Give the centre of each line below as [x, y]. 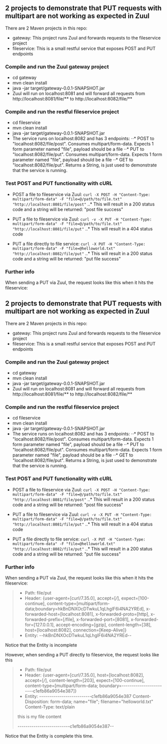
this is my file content [39, 716]
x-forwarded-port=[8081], [103, 619]
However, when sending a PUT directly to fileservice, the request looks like [82, 655]
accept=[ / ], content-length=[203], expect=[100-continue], [85, 680]
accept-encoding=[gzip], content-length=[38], [104, 625]
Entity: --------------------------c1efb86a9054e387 [78, 696]
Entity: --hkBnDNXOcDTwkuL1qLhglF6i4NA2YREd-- [78, 635]
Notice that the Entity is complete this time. [49, 736]
